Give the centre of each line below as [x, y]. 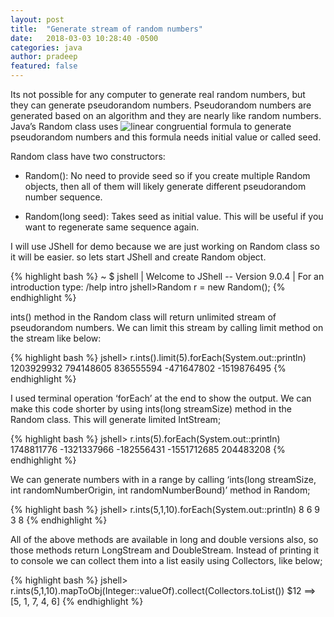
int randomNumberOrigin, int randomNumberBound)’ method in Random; [160, 490]
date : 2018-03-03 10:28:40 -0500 [84, 38]
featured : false [44, 66]
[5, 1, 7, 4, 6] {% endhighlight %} [77, 601]
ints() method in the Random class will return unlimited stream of [143, 317]
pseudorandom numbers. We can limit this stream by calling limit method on [167, 327]
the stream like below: [56, 338]
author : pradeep [44, 57]
